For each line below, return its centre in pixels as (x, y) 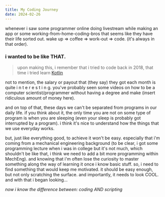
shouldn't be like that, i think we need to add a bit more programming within (82, 154)
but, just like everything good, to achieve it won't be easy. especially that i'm (82, 138)
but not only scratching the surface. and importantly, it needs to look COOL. (82, 174)
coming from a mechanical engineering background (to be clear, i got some (82, 143)
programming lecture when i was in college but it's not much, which (74, 148)
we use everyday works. (30, 128)
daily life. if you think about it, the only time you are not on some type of (78, 113)
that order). (16, 44)
